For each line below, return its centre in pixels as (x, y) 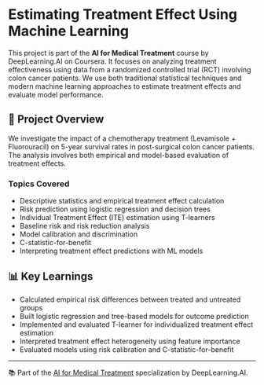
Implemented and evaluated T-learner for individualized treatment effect (136, 324)
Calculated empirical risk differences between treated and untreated (130, 299)
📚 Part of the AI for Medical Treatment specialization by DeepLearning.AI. (128, 372)
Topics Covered (39, 184)
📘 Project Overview (56, 119)
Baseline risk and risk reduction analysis (84, 226)
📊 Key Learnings (51, 277)
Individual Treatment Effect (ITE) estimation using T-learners (117, 218)
